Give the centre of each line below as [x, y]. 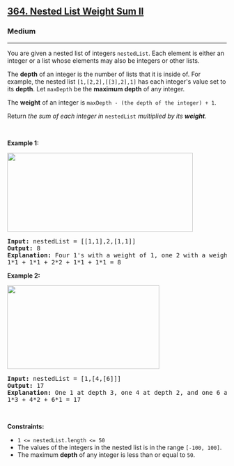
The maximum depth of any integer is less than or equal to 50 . [106, 454]
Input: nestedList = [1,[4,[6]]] [64, 378]
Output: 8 [24, 248]
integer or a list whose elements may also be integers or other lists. [103, 60]
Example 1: [23, 143]
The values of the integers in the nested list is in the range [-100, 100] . [119, 447]
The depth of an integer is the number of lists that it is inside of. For [104, 74]
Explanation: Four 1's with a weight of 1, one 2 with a [107, 255]
